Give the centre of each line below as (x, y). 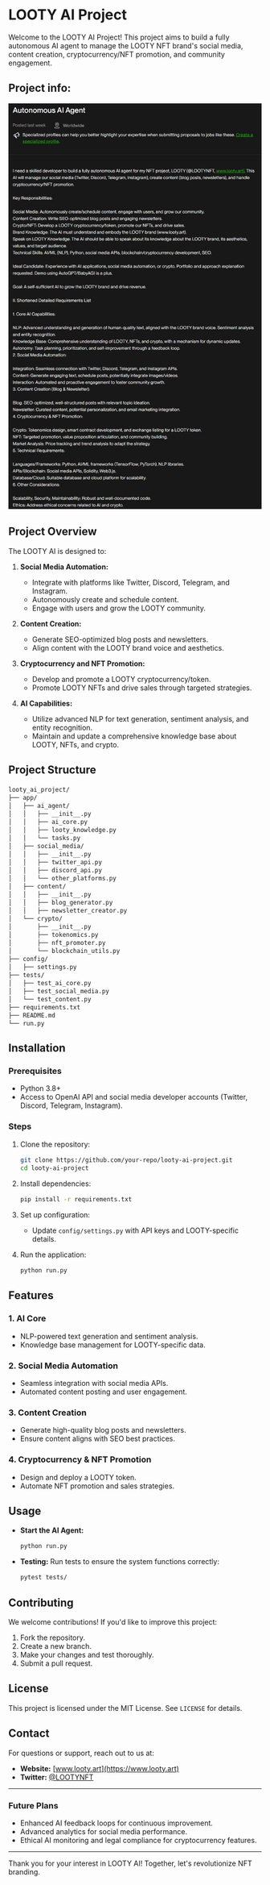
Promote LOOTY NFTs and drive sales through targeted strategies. (142, 688)
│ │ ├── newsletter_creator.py (68, 910)
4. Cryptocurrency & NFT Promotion (80, 1459)
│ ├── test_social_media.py (59, 991)
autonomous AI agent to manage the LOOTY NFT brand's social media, (126, 45)
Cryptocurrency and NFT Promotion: (82, 664)
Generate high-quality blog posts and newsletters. (103, 1430)
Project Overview (53, 532)
